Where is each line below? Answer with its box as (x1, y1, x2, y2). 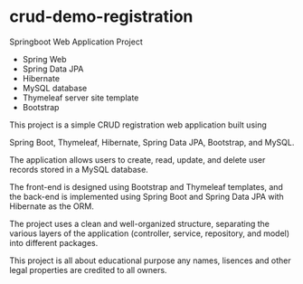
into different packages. (9, 237, 99, 248)
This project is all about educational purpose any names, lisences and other (9, 255, 291, 266)
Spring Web (22, 53, 67, 64)
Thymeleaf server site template (22, 92, 139, 103)
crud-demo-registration (9, 6, 194, 27)
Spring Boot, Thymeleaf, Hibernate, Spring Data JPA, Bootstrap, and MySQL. (9, 137, 295, 147)
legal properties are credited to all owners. (9, 264, 167, 275)
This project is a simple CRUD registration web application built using (9, 119, 267, 130)
